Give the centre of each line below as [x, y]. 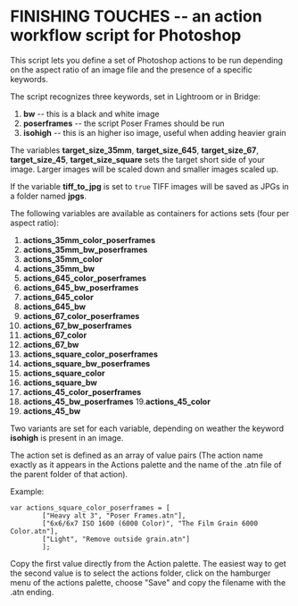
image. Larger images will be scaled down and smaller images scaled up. [145, 169]
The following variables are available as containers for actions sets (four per [150, 213]
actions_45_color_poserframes [82, 391]
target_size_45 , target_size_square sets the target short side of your [138, 159]
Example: [27, 491]
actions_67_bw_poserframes [77, 325]
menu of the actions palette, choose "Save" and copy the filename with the [148, 582]
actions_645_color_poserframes [84, 278]
